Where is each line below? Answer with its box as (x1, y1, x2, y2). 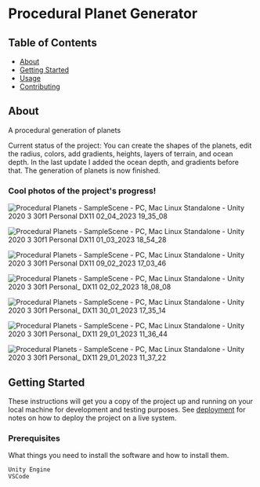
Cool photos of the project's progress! (8, 185, 157, 196)
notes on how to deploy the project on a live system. (8, 413, 177, 423)
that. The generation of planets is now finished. (8, 166, 161, 175)
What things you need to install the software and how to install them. (8, 451, 229, 460)
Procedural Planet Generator (8, 5, 198, 23)
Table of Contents (8, 36, 98, 49)
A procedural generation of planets (8, 125, 121, 134)
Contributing (19, 82, 60, 91)
